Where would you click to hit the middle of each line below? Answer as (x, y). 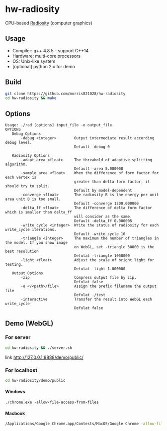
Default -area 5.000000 (98, 169)
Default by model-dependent (103, 191)
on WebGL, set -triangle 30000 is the (114, 247)
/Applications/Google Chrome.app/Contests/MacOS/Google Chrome (72, 424)
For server (18, 337)
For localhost (21, 370)
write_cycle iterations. (31, 230)
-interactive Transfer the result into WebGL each (86, 300)
